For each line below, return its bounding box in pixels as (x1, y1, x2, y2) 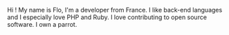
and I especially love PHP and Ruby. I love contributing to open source (7, 13, 208, 21)
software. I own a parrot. (7, 21, 77, 28)
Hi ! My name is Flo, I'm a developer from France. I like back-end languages (7, 6, 223, 14)
